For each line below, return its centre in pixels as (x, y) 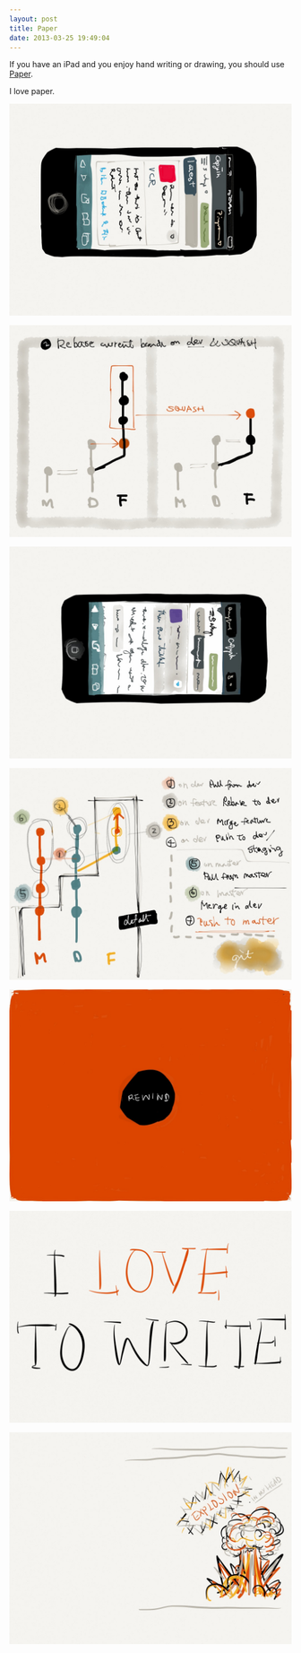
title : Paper (34, 28)
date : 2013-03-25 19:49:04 (60, 38)
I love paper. (32, 91)
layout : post (34, 19)
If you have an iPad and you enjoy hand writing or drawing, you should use (147, 65)
